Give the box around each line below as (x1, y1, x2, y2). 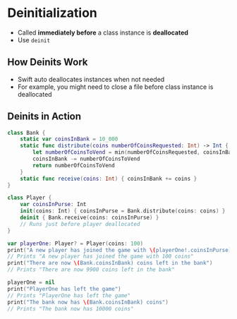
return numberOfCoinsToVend (32, 162, 115, 169)
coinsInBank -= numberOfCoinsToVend (32, 155, 140, 163)
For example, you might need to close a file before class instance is (17, 83, 214, 91)
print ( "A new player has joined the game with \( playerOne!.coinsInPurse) (7, 246, 232, 253)
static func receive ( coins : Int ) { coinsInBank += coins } (20, 175, 197, 182)
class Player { (7, 194, 52, 202)
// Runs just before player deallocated (20, 220, 140, 227)
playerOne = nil (7, 279, 55, 287)
